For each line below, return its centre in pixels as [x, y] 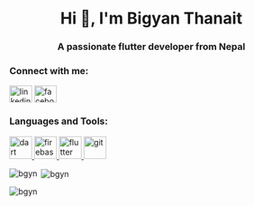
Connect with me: [49, 71]
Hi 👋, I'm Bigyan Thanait [151, 19]
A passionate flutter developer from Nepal [151, 47]
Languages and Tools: [59, 121]
